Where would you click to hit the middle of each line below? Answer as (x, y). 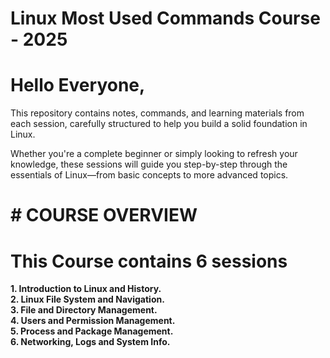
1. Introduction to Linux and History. (86, 289)
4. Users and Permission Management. (93, 321)
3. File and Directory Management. (84, 310)
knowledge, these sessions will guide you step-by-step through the (149, 164)
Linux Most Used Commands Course (165, 18)
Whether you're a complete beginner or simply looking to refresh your (154, 154)
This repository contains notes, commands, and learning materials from (157, 113)
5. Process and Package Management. (92, 331)
